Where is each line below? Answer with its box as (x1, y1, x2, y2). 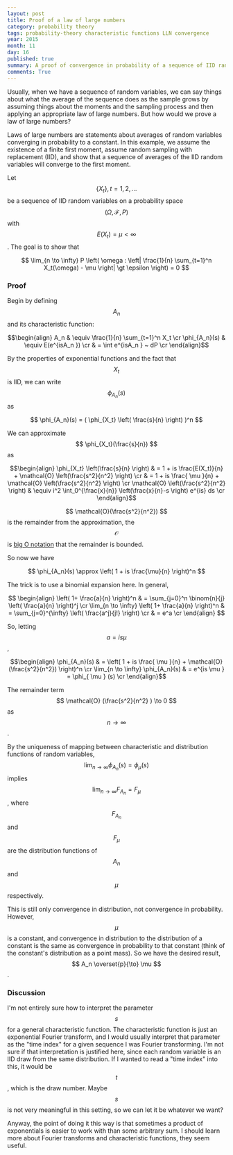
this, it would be (7, 1063, 53, 1071)
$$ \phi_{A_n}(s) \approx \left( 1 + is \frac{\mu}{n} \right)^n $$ (27, 567, 206, 575)
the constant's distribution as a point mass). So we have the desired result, (7, 949, 221, 958)
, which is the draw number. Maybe (7, 1084, 107, 1092)
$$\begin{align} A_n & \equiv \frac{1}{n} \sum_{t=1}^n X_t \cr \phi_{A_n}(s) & (7, 334, 226, 342)
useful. (7, 1141, 27, 1150)
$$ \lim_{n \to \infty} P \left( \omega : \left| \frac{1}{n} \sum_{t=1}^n (21, 256, 212, 265)
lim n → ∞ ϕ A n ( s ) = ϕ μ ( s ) (84, 761, 149, 772)
